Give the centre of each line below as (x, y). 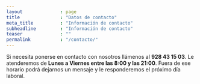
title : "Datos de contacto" (62, 17)
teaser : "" (39, 34)
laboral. (16, 76)
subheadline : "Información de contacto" (70, 28)
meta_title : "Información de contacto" (70, 23)
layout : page (42, 12)
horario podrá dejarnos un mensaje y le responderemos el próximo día (93, 69)
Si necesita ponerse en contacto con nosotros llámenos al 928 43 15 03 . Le (100, 57)
